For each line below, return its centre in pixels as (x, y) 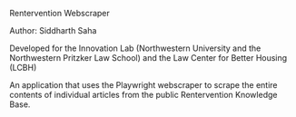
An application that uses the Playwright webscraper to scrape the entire (144, 85)
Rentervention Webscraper (60, 13)
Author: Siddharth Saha (53, 30)
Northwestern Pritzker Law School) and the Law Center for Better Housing (148, 58)
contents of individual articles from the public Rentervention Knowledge (143, 95)
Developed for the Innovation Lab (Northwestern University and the (135, 48)
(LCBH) (23, 68)
